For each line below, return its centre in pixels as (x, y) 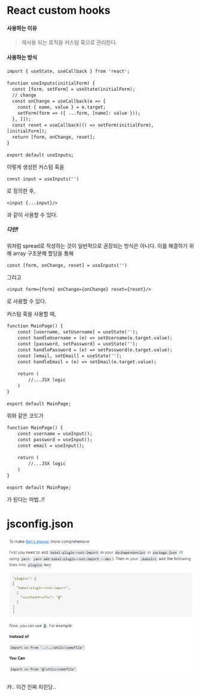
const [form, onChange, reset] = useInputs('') (67, 265)
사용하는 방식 (22, 57)
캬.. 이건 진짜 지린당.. (31, 686)
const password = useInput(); (55, 440)
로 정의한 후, (21, 191)
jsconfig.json (40, 524)
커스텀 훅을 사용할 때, (31, 314)
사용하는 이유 (22, 28)
